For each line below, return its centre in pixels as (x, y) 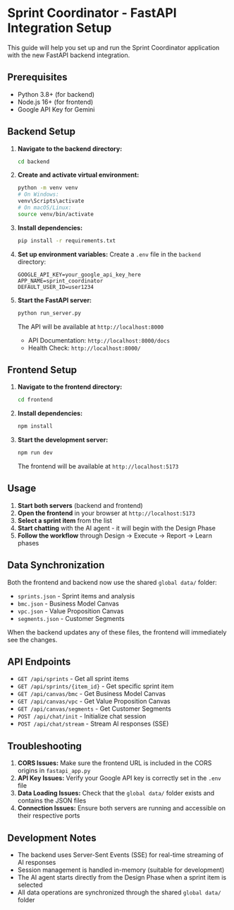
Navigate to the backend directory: (70, 148)
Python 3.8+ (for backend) (56, 94)
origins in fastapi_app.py (54, 771)
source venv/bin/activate (55, 214)
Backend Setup (42, 132)
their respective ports (49, 816)
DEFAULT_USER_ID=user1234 (55, 287)
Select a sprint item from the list (65, 520)
